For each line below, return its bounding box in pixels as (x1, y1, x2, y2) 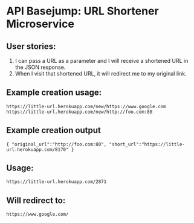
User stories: (6, 41, 56, 51)
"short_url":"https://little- (109, 141, 186, 147)
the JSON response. (15, 63, 66, 71)
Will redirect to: (6, 195, 66, 205)
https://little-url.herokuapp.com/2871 (6, 179, 107, 185)
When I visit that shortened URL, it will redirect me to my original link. (15, 70, 187, 77)
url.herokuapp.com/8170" (6, 146, 69, 152)
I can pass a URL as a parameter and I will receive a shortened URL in (15, 57, 189, 64)
